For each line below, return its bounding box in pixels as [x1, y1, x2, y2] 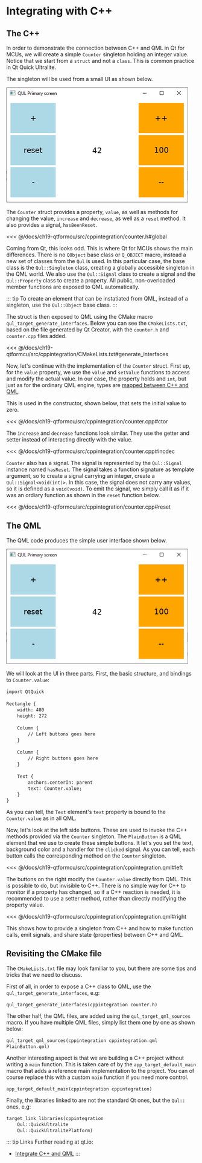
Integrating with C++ [6, 4, 113, 18]
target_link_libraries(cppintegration [6, 1115, 104, 1121]
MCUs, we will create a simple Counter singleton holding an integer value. [6, 51, 189, 58]
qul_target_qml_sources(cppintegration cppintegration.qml [6, 1037, 158, 1044]
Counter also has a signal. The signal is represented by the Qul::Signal [6, 460, 182, 466]
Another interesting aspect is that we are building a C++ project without [6, 1054, 184, 1061]
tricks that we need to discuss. [6, 971, 83, 978]
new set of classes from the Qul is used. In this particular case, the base [6, 258, 185, 264]
